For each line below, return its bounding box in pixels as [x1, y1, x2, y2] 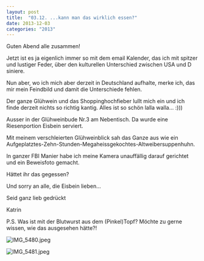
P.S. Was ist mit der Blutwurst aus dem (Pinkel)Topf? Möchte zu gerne [6, 218, 183, 226]
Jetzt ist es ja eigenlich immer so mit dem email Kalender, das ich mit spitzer [6, 54, 198, 62]
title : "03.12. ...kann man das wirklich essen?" [6, 15, 138, 21]
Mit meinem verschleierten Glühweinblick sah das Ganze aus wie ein [6, 134, 178, 141]
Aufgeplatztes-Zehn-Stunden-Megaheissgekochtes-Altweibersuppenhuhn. [6, 141, 195, 148]
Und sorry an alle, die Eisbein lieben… [6, 182, 102, 190]
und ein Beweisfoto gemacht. [6, 159, 80, 166]
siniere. [6, 68, 25, 75]
